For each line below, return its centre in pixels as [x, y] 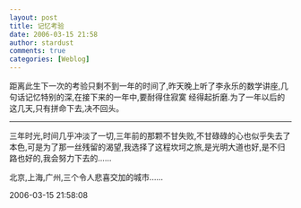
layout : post [34, 17]
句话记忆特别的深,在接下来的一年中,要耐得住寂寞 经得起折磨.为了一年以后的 [147, 97]
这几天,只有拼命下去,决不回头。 [67, 108]
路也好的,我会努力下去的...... [60, 158]
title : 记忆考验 [37, 26]
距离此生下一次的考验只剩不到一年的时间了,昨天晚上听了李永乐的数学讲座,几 [149, 86]
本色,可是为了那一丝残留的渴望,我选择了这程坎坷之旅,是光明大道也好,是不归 [147, 147]
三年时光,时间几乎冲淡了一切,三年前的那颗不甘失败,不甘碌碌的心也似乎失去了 [150, 136]
